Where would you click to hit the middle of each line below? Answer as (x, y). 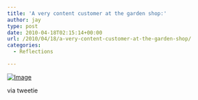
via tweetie (23, 90)
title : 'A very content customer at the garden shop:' (87, 13)
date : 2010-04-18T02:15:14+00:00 (55, 33)
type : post (23, 26)
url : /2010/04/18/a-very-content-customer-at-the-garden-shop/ (99, 39)
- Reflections (33, 52)
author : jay (24, 20)
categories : (24, 45)
